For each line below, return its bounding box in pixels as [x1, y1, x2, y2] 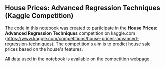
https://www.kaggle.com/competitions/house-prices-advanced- [6, 35, 139, 41]
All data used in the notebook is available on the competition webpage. [5, 56, 151, 62]
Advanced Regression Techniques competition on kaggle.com [5, 30, 136, 36]
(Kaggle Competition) [5, 12, 74, 20]
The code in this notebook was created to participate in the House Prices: [5, 25, 158, 31]
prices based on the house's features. [5, 46, 83, 52]
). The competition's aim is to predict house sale [51, 41, 151, 47]
